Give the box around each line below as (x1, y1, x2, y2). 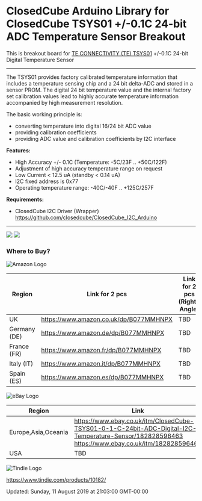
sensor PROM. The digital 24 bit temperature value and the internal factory (6, 86, 191, 93)
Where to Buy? (6, 247, 50, 255)
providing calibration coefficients (14, 128, 97, 136)
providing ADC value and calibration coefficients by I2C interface (14, 135, 176, 142)
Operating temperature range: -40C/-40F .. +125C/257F (14, 184, 155, 191)
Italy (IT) (9, 359, 34, 368)
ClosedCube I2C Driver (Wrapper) (14, 207, 99, 214)
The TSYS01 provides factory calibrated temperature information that (6, 73, 178, 81)
